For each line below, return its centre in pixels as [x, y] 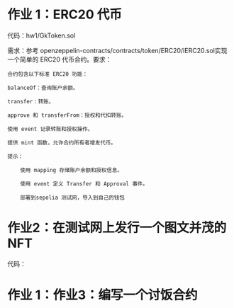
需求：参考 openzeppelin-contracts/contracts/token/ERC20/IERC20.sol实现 [117, 50]
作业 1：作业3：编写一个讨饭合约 [102, 295]
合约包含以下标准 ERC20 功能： [48, 74]
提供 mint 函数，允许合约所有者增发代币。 [62, 142]
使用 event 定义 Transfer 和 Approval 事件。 [84, 184]
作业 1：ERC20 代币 [65, 15]
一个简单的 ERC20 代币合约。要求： [60, 59]
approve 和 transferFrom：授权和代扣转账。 [67, 115]
